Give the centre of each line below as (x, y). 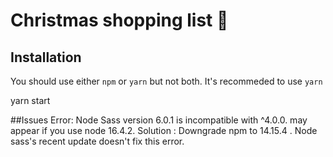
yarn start (30, 100)
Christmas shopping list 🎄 (119, 20)
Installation (46, 57)
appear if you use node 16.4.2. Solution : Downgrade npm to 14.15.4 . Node (164, 130)
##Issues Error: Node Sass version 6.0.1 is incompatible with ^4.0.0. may (159, 120)
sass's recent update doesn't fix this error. (97, 141)
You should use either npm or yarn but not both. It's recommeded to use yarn (166, 81)
